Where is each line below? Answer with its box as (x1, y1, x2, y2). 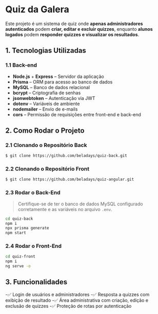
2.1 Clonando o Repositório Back (5, 141, 87, 149)
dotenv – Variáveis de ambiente (12, 100, 80, 107)
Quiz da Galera (5, 4, 69, 15)
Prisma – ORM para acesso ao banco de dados (12, 78, 113, 85)
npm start (5, 231, 27, 236)
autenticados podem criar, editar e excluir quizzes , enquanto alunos (5, 26, 153, 32)
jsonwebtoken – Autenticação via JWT (12, 95, 95, 101)
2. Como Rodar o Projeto (5, 127, 85, 135)
